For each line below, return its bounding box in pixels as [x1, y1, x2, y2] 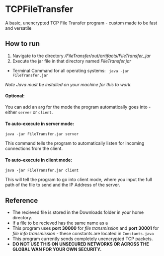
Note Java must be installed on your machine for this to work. [5, 81, 132, 87]
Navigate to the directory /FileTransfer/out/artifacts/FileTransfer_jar [12, 53, 151, 59]
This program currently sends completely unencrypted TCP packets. [12, 236, 153, 242]
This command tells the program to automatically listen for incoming [5, 140, 145, 146]
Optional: [5, 93, 25, 99]
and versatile [5, 25, 32, 31]
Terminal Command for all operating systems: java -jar [12, 67, 129, 73]
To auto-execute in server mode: [5, 121, 75, 127]
